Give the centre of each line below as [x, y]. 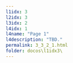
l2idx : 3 [17, 17]
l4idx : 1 [17, 28]
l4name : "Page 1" [27, 34]
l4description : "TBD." [34, 40]
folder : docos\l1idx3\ [34, 51]
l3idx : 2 [17, 23]
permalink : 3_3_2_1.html [37, 46]
